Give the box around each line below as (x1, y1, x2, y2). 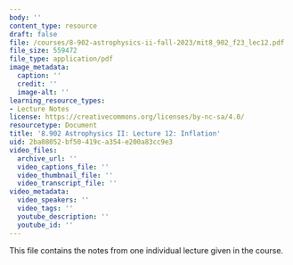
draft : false (9, 29, 58, 38)
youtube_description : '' (17, 211, 110, 221)
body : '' (9, 12, 42, 22)
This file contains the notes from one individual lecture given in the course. (9, 244, 283, 255)
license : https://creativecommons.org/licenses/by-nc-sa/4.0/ (9, 112, 245, 121)
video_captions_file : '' (17, 162, 110, 171)
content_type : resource (9, 21, 98, 30)
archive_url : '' (17, 153, 77, 163)
